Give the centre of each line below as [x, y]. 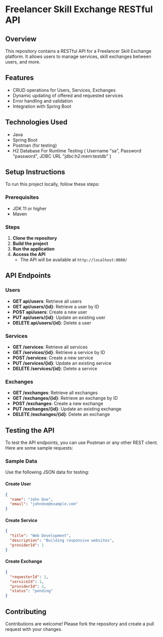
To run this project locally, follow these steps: [52, 184]
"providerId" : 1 [27, 545]
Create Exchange [24, 561]
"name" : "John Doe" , [31, 499]
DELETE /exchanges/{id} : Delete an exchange [61, 415]
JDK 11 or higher [30, 208]
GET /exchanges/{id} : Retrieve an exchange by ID [65, 398]
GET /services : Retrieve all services [50, 347]
